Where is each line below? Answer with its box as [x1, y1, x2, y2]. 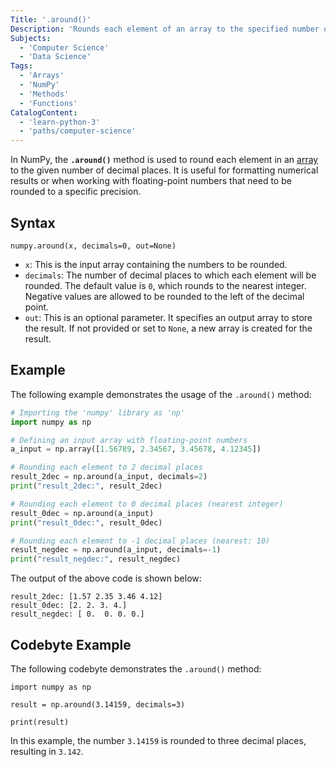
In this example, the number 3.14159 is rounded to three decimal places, [10, 734, 307, 746]
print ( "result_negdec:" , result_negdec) [10, 554, 182, 565]
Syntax [10, 214, 56, 231]
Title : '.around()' [10, 14, 92, 25]
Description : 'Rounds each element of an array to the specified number [10, 24, 320, 34]
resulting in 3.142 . [10, 745, 84, 757]
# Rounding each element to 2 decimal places [10, 462, 203, 473]
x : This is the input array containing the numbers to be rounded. [24, 258, 288, 270]
